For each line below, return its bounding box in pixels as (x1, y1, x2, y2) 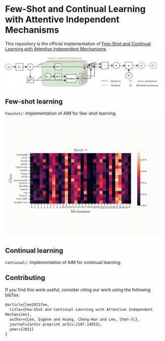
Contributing (5, 273, 45, 282)
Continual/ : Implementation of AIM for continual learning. (5, 260, 122, 266)
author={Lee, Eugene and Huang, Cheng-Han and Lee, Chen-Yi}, (9, 317, 140, 322)
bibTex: (5, 292, 20, 298)
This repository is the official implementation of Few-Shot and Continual (5, 40, 151, 46)
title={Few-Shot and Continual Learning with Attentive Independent (9, 307, 153, 312)
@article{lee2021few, (5, 302, 50, 307)
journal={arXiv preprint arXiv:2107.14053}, (9, 322, 102, 327)
